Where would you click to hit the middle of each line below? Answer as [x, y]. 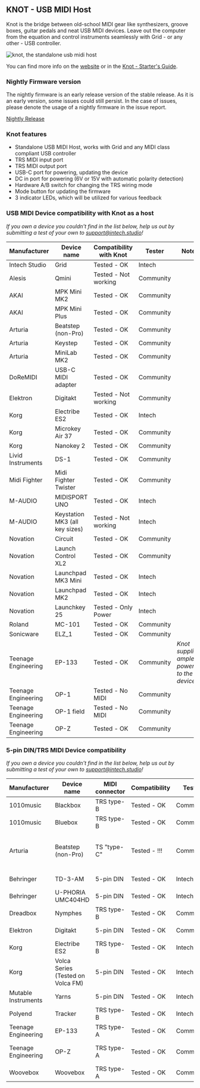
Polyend [21, 1014]
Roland [19, 624]
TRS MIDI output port [41, 166]
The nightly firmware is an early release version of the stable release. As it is [100, 95]
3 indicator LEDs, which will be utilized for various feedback [88, 198]
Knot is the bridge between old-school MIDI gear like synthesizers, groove [97, 24]
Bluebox [66, 822]
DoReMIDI [23, 377]
